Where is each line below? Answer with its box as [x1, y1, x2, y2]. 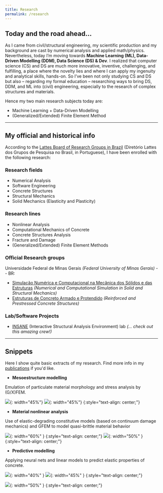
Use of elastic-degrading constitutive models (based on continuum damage [5, 418, 156, 424]
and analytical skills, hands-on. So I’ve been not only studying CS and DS [5, 73, 152, 79]
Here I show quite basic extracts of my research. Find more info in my [5, 360, 144, 366]
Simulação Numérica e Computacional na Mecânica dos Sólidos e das [12, 280, 153, 286]
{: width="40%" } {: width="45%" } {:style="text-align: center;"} [10, 473, 143, 478]
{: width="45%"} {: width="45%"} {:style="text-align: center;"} [10, 399, 140, 405]
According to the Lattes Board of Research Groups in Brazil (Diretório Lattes [5, 144, 157, 150]
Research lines [5, 211, 41, 217]
